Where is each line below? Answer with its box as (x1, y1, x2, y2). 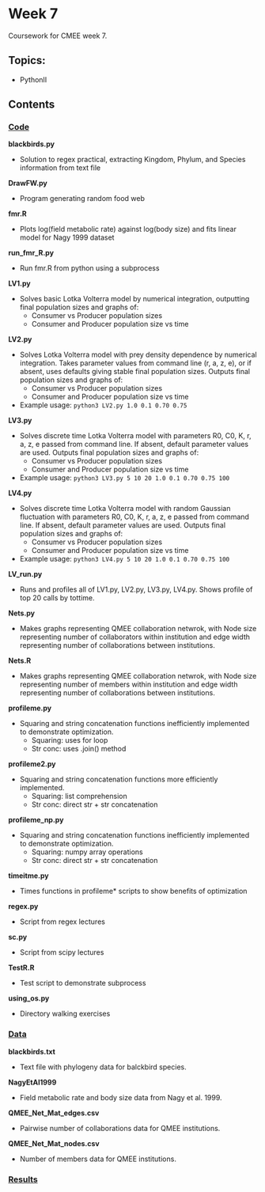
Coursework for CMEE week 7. (8, 31, 108, 40)
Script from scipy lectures (19, 948, 104, 957)
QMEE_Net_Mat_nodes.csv (8, 1138, 100, 1148)
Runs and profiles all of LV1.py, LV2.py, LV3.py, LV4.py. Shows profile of (19, 585, 253, 594)
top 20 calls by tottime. (19, 593, 95, 603)
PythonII (19, 74, 47, 84)
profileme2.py (8, 759, 56, 769)
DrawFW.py (8, 179, 47, 188)
